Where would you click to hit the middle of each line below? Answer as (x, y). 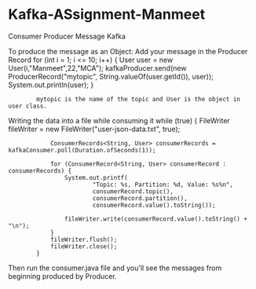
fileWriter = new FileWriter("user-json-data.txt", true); (94, 129)
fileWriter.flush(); (84, 240)
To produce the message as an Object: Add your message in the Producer (128, 51)
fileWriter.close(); (84, 246)
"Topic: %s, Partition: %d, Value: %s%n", (163, 185)
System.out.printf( (96, 177)
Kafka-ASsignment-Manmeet (107, 15)
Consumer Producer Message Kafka (67, 36)
